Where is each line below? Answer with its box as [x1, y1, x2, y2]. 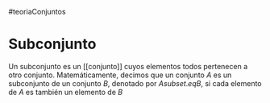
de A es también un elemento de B [8, 87, 123, 97]
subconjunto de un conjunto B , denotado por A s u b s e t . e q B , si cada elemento [8, 78, 262, 88]
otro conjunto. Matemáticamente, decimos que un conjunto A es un [8, 70, 232, 80]
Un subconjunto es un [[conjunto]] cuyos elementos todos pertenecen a [8, 61, 248, 71]
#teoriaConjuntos [8, 7, 66, 16]
